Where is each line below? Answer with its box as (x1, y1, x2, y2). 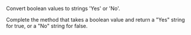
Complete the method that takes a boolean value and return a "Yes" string (6, 16, 185, 23)
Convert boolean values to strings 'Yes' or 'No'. (6, 5, 120, 12)
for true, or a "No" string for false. (6, 23, 88, 29)
